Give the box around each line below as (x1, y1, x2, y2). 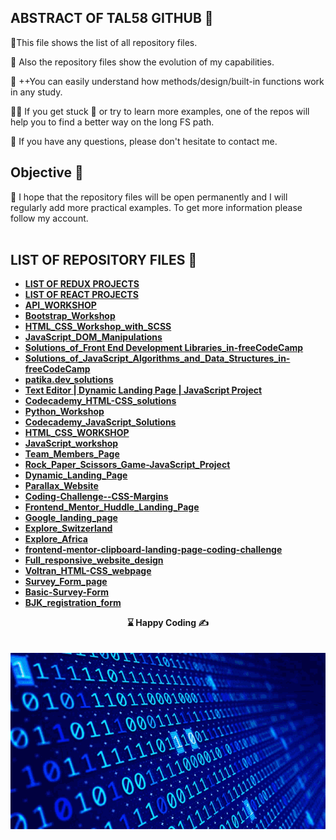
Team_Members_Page (24, 448, 120, 460)
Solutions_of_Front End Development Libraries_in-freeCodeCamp (24, 342, 304, 354)
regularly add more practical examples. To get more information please (10, 201, 303, 213)
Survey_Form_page (24, 576, 108, 588)
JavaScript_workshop (24, 437, 119, 450)
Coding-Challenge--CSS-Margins (24, 491, 169, 503)
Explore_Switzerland (24, 522, 113, 535)
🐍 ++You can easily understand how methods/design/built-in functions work (10, 75, 325, 87)
